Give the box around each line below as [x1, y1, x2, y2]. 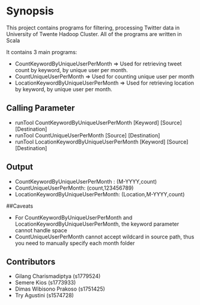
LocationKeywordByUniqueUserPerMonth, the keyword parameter [14, 220, 180, 228]
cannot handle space [14, 226, 67, 234]
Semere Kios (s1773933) [14, 279, 76, 286]
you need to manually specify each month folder [14, 239, 135, 247]
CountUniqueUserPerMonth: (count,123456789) [14, 184, 134, 192]
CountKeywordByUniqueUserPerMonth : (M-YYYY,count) [14, 178, 157, 185]
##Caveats [6, 202, 34, 210]
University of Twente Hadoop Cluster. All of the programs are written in [6, 30, 182, 37]
